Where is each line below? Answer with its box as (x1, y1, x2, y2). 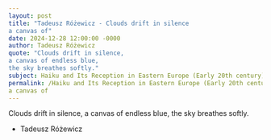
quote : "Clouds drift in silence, (8, 49, 125, 57)
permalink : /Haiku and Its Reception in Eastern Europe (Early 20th (8, 79, 244, 87)
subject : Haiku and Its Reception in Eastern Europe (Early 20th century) (8, 72, 265, 80)
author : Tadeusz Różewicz (8, 42, 95, 50)
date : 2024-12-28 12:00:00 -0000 (8, 34, 121, 43)
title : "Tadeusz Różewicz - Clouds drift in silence (8, 19, 190, 27)
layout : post (8, 11, 52, 20)
